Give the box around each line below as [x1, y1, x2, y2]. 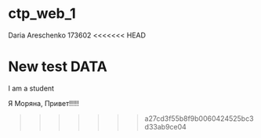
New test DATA [8, 58, 107, 76]
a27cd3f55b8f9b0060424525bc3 [144, 114, 254, 123]
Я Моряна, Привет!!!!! [8, 98, 80, 108]
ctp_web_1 [8, 5, 76, 23]
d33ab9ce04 [144, 122, 187, 131]
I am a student [8, 83, 55, 93]
